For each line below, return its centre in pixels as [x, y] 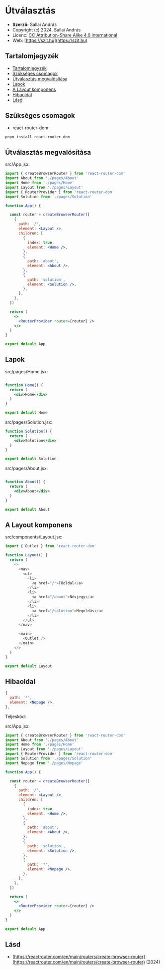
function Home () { [24, 385]
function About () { [25, 482]
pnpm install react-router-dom [38, 137]
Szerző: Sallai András [35, 24]
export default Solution [31, 459]
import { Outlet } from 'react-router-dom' [51, 546]
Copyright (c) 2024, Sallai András [46, 29]
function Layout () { [27, 555]
